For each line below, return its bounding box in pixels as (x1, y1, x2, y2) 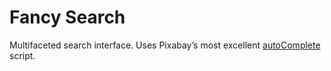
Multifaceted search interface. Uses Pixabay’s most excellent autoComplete (9, 39, 321, 51)
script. (9, 49, 36, 61)
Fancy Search (9, 6, 126, 29)
